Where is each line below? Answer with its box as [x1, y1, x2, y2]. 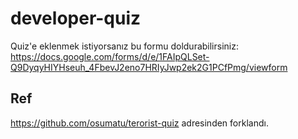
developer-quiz [10, 7, 142, 30]
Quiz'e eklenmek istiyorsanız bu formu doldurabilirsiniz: [10, 40, 239, 52]
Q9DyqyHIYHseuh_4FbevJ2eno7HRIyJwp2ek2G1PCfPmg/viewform [10, 61, 288, 73]
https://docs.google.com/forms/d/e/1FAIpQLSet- [10, 50, 210, 62]
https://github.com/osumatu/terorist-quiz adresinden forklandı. [10, 117, 269, 129]
